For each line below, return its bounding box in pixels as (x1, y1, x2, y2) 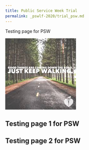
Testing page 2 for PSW (5, 137, 81, 145)
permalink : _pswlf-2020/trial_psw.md (5, 13, 84, 19)
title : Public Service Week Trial (5, 8, 78, 13)
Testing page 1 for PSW (5, 119, 79, 128)
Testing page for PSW (5, 28, 51, 34)
